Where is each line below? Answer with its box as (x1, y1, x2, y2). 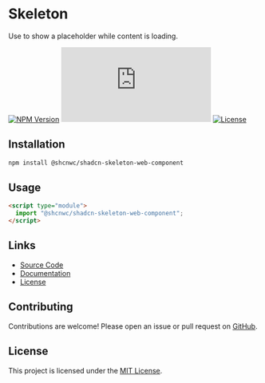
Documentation (19, 268, 71, 278)
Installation (8, 137, 65, 152)
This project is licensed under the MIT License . (8, 365, 163, 375)
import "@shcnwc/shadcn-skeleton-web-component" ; (15, 209, 184, 218)
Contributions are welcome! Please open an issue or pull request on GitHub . (8, 321, 258, 331)
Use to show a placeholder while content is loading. (8, 31, 178, 41)
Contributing (8, 300, 73, 314)
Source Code (19, 260, 64, 270)
